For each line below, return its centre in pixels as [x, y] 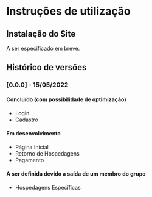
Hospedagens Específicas [48, 187]
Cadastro [26, 120]
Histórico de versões [47, 67]
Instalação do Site [41, 34]
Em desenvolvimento [33, 134]
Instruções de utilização [68, 11]
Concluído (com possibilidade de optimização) [66, 99]
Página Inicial [32, 147]
